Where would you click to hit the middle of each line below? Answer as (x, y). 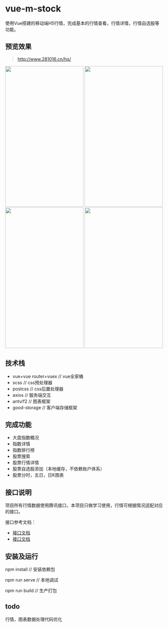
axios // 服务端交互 (32, 395)
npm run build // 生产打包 (31, 591)
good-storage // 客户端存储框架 (45, 407)
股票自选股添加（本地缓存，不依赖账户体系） (58, 469)
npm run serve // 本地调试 (32, 580)
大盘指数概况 (25, 438)
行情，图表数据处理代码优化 (34, 619)
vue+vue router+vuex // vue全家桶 (48, 376)
